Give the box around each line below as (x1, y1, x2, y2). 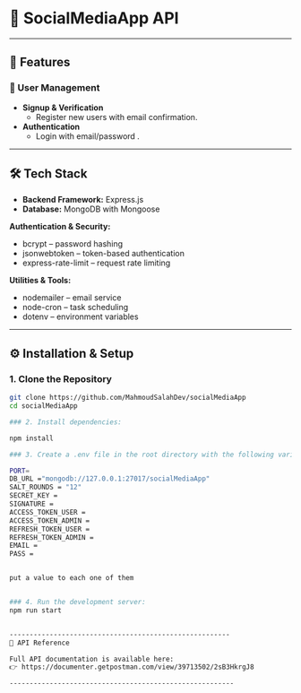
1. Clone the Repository (9, 372, 112, 385)
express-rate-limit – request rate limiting (21, 257, 171, 268)
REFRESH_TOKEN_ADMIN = (9, 533, 94, 541)
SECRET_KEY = (9, 491, 58, 500)
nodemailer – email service (21, 292, 122, 303)
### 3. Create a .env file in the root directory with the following (9, 450, 275, 459)
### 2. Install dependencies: (9, 417, 123, 427)
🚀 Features (9, 55, 71, 70)
